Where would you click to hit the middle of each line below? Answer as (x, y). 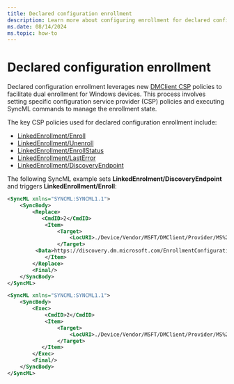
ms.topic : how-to (32, 33)
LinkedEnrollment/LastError (56, 158)
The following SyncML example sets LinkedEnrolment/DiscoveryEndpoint (115, 179)
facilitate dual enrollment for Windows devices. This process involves (107, 94)
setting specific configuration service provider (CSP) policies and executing (116, 102)
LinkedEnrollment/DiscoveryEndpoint (70, 166)
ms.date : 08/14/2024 (37, 26)
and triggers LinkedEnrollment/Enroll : (62, 186)
